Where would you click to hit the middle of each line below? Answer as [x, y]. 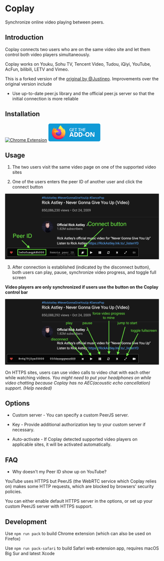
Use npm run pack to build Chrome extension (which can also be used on [78, 534]
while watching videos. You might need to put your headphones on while [78, 377]
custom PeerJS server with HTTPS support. [49, 506]
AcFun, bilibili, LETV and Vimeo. [37, 69]
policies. [13, 492]
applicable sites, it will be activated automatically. [62, 444]
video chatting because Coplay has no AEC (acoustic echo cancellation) [78, 383]
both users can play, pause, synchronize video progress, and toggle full [84, 272]
